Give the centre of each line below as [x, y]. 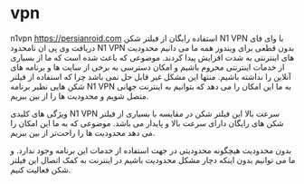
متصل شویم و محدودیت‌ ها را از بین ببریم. [80, 96]
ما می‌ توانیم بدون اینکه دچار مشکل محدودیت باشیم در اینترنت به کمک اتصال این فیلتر [153, 160]
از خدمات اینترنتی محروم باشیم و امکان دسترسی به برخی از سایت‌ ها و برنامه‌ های [147, 67]
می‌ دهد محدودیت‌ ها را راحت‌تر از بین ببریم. [83, 132]
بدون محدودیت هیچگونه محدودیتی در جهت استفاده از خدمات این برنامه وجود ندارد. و [151, 150]
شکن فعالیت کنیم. [41, 169]
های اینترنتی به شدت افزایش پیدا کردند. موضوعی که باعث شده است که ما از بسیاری [152, 57]
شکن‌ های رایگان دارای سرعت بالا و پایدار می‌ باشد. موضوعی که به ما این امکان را [147, 123]
